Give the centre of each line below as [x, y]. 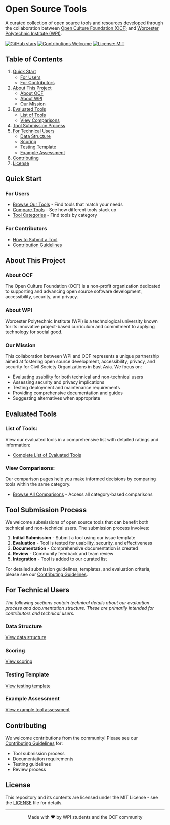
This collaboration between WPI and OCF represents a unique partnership [82, 356]
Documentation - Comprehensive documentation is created [75, 548]
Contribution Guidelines [37, 245]
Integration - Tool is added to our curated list [60, 559]
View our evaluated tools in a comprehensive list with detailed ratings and [82, 439]
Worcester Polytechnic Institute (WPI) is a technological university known [81, 321]
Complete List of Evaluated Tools [47, 455]
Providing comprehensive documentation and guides [68, 393]
